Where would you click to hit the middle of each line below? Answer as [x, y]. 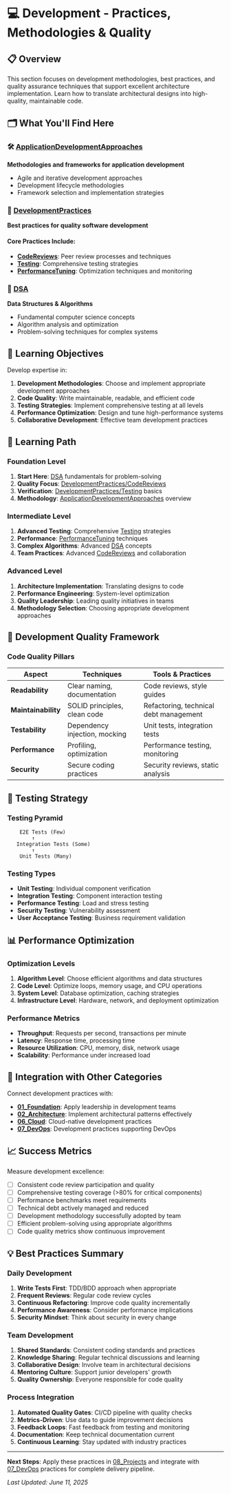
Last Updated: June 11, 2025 [47, 1482]
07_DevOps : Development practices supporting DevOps [97, 1129]
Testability [29, 730]
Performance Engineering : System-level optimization [93, 593]
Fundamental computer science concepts [76, 317]
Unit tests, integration [178, 725]
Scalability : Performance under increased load [84, 1056]
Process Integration [41, 1397]
